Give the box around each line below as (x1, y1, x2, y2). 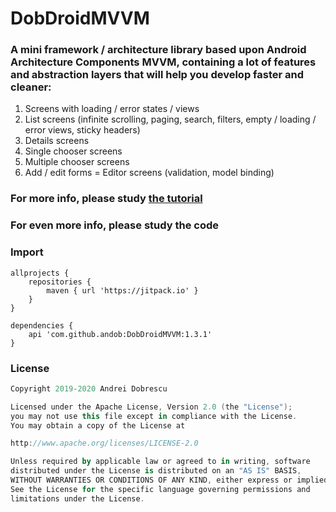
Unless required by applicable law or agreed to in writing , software (10, 457, 311, 467)
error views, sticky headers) (24, 124, 141, 136)
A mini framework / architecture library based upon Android (10, 43, 307, 57)
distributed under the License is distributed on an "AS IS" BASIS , (10, 466, 302, 476)
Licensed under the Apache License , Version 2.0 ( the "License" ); (10, 402, 293, 412)
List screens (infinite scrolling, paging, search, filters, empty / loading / (24, 113, 317, 126)
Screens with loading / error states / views (24, 103, 200, 115)
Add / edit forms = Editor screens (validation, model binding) (24, 167, 275, 179)
